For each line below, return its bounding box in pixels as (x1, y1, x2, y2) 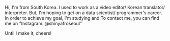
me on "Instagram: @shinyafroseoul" (5, 20, 82, 26)
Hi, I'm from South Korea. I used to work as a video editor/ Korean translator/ (5, 5, 165, 10)
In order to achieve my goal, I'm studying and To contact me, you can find (5, 15, 160, 21)
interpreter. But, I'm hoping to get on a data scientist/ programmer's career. (5, 10, 162, 16)
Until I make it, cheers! (5, 30, 52, 36)
